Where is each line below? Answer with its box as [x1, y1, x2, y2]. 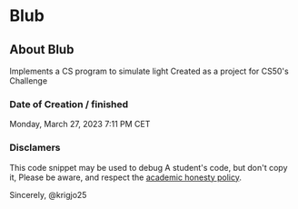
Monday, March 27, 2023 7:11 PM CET [9, 119, 151, 130]
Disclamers [9, 142, 61, 154]
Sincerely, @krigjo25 [9, 189, 87, 200]
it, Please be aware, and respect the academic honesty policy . [9, 172, 243, 183]
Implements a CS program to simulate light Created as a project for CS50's [9, 65, 289, 76]
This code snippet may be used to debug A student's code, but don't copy [9, 162, 288, 173]
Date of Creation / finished [9, 97, 129, 110]
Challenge [9, 75, 48, 86]
